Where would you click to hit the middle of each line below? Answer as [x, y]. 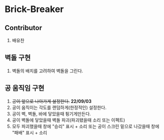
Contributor [23, 28]
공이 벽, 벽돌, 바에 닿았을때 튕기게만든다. [51, 113]
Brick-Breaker [34, 9]
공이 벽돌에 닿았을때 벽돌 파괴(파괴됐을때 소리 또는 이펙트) [68, 120]
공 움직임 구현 [25, 88]
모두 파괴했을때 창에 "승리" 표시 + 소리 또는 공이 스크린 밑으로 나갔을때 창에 [86, 126]
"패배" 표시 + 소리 [30, 132]
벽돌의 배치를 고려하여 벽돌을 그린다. [47, 71]
